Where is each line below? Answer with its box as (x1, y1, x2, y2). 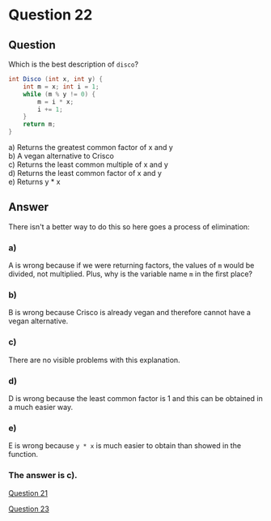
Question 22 (8, 6, 93, 24)
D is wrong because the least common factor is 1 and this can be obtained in (8, 394, 263, 403)
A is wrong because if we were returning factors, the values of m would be (8, 261, 255, 271)
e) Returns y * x (8, 177, 61, 186)
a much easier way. (8, 403, 74, 412)
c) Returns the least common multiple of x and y (8, 160, 168, 169)
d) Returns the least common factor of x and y (8, 169, 162, 177)
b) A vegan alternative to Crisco (8, 152, 115, 160)
